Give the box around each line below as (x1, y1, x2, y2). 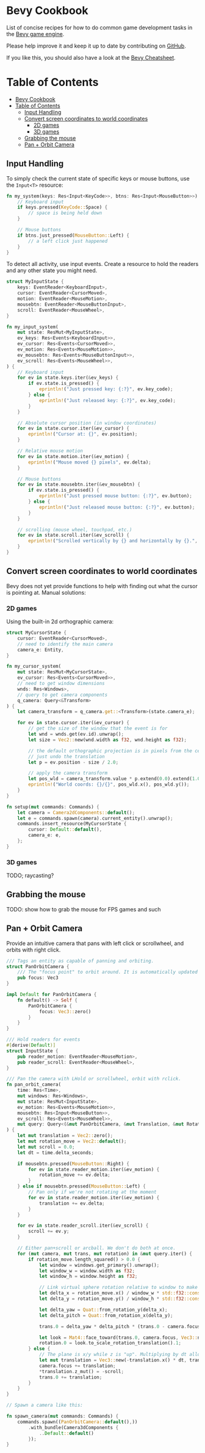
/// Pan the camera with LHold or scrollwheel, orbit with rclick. (6, 1076, 182, 1082)
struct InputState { (6, 1047, 59, 1054)
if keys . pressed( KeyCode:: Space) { (17, 204, 108, 210)
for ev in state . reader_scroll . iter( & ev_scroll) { (17, 1222, 149, 1229)
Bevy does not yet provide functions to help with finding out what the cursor (6, 582, 198, 589)
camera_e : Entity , (17, 647, 64, 653)
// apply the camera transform (28, 770, 108, 777)
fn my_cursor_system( (6, 663, 62, 670)
